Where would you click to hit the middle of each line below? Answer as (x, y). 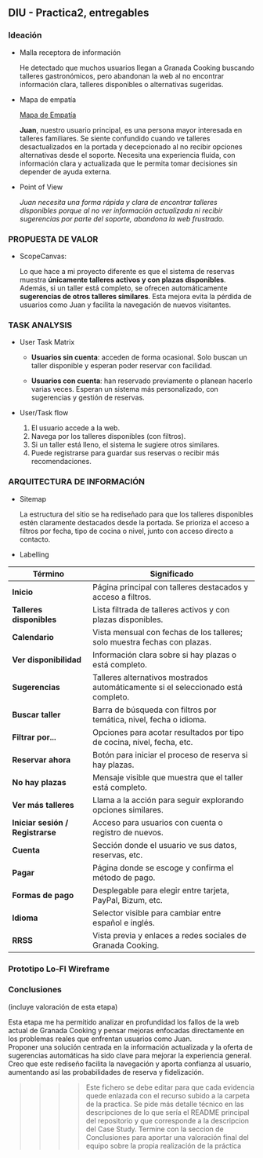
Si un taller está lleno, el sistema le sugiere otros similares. (125, 445)
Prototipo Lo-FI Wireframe (59, 969)
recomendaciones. (61, 462)
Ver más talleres (43, 805)
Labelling (34, 554)
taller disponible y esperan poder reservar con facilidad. (122, 366)
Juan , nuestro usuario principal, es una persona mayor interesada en (131, 130)
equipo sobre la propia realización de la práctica (164, 1145)
